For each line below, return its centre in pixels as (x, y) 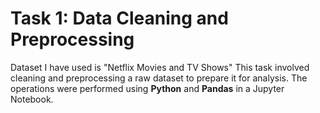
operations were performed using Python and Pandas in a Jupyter (147, 88)
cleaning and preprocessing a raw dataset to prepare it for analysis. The (159, 78)
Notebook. (32, 99)
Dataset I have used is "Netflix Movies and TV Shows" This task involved (160, 67)
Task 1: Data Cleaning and (119, 18)
